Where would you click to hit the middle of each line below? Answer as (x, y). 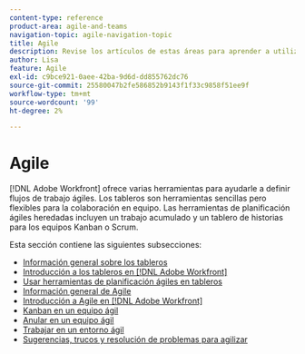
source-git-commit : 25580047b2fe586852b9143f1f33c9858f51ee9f (129, 85)
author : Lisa (34, 60)
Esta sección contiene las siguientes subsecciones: (106, 245)
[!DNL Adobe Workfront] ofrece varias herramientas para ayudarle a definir (150, 189)
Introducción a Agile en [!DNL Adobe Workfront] (113, 301)
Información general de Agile (77, 291)
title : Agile (34, 43)
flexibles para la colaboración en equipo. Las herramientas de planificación (150, 208)
